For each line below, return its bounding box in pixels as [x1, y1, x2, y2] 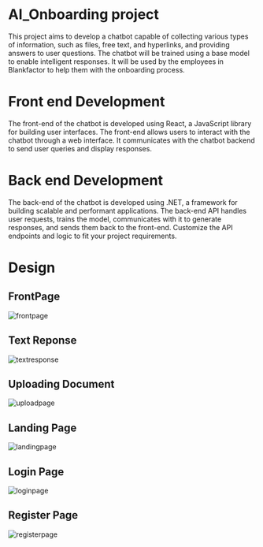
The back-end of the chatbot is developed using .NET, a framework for [8, 197, 238, 207]
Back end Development [8, 172, 164, 190]
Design [8, 259, 56, 277]
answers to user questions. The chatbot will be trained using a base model [8, 48, 250, 58]
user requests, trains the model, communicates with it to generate [8, 214, 222, 224]
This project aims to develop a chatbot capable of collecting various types [8, 32, 249, 41]
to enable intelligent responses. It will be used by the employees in [8, 57, 224, 66]
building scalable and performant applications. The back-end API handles [8, 206, 246, 215]
